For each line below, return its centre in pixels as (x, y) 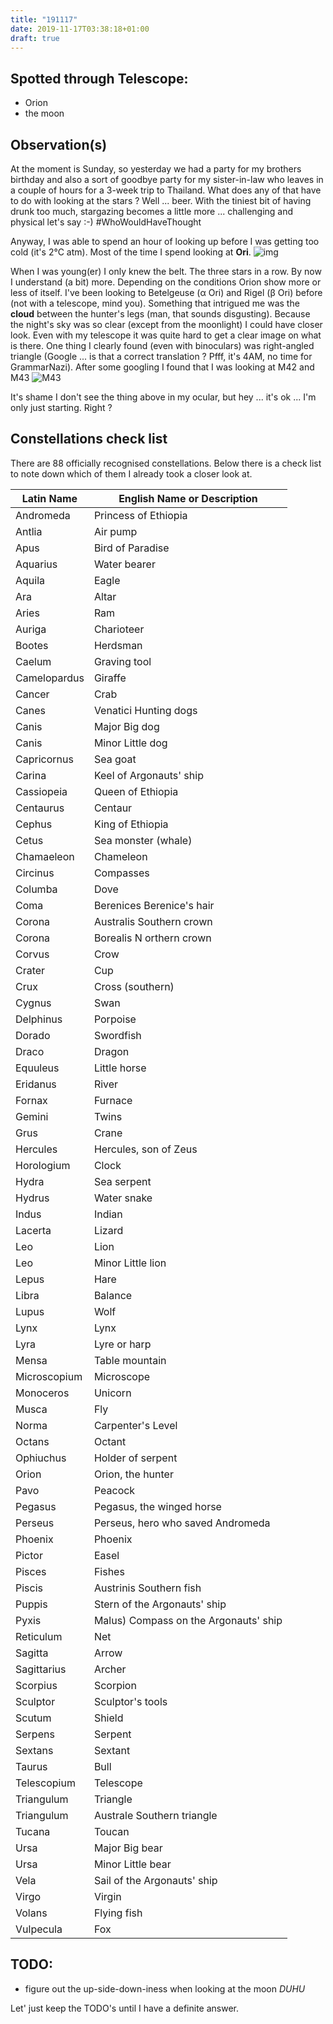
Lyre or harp (122, 1344)
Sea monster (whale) (143, 840)
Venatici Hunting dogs (145, 710)
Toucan (111, 1831)
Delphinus (39, 1019)
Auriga (31, 629)
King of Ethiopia (131, 824)
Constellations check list (89, 439)
